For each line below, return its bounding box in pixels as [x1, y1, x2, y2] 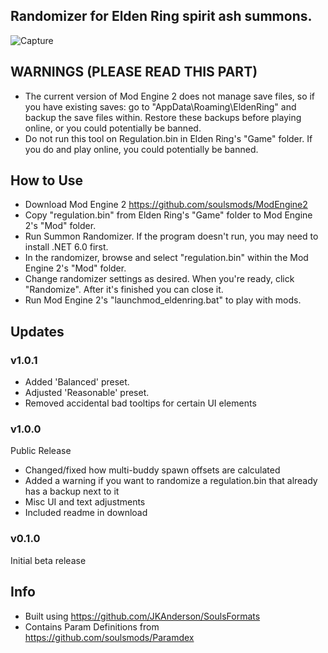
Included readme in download [24, 507, 148, 519]
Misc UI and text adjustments [24, 496, 146, 508]
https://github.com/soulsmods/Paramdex [24, 631, 195, 643]
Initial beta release [10, 554, 87, 566]
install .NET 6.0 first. [24, 241, 109, 253]
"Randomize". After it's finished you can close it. [24, 284, 224, 296]
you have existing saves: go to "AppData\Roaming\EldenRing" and [24, 100, 297, 113]
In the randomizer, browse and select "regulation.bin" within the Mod [24, 252, 309, 264]
